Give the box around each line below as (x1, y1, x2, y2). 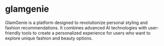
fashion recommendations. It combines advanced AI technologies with (5, 24, 147, 30)
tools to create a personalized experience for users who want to (22, 30, 151, 36)
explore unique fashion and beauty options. (5, 35, 93, 41)
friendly (5, 30, 21, 36)
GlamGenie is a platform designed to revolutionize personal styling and (5, 20, 148, 25)
